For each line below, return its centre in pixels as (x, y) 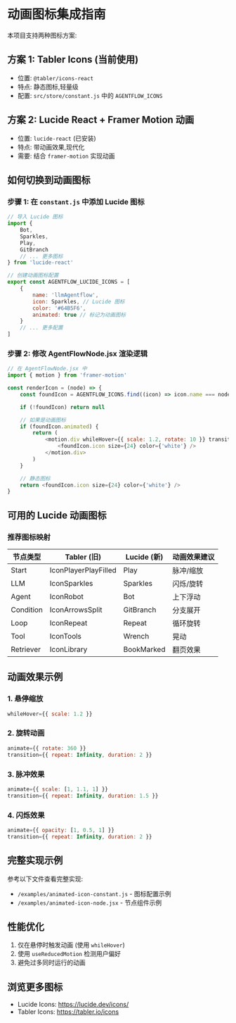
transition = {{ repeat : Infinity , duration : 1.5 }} (83, 796)
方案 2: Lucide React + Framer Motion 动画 (101, 120)
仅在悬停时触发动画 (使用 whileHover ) (71, 945)
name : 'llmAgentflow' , (66, 295)
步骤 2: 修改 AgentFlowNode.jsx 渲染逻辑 (78, 353)
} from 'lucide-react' (40, 263)
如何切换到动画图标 (49, 180)
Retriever (26, 649)
